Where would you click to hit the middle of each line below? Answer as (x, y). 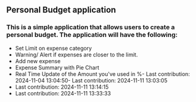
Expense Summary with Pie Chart (57, 67)
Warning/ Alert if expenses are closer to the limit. (76, 55)
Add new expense (38, 61)
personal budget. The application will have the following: (92, 35)
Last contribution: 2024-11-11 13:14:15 (62, 87)
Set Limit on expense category (54, 48)
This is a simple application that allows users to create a (91, 27)
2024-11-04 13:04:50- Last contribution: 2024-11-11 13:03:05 (91, 80)
